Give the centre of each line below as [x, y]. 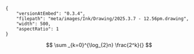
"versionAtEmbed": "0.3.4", [51, 14]
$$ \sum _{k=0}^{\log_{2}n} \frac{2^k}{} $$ [99, 45]
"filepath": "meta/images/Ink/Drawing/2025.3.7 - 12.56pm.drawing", [103, 19]
